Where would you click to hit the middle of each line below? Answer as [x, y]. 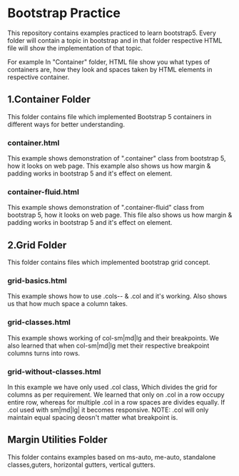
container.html [34, 143]
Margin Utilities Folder [58, 440]
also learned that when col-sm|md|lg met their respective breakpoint [108, 345]
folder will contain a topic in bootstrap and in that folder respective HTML [115, 40]
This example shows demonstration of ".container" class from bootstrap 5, [117, 158]
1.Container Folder [49, 100]
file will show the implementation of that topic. [75, 48]
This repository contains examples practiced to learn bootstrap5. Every [112, 33]
